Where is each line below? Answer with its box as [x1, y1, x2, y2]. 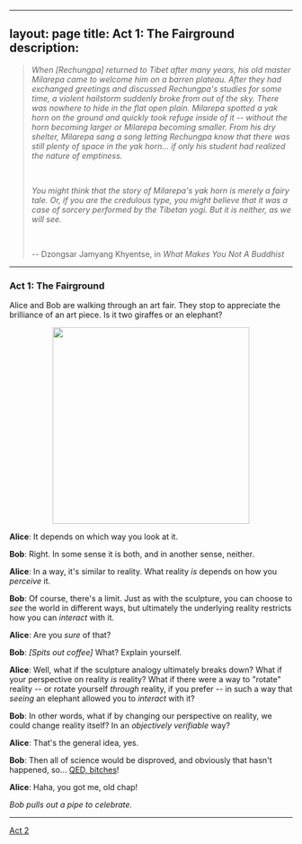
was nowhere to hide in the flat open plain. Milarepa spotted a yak [31, 102, 279, 113]
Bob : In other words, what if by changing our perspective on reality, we [9, 711, 272, 722]
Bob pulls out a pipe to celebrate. [9, 799, 133, 810]
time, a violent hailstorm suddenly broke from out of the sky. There [31, 93, 280, 103]
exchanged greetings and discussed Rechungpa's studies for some [31, 83, 282, 94]
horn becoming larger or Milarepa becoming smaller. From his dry [31, 121, 276, 132]
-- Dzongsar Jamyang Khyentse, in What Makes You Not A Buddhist [31, 248, 285, 259]
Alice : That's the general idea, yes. [9, 738, 139, 749]
